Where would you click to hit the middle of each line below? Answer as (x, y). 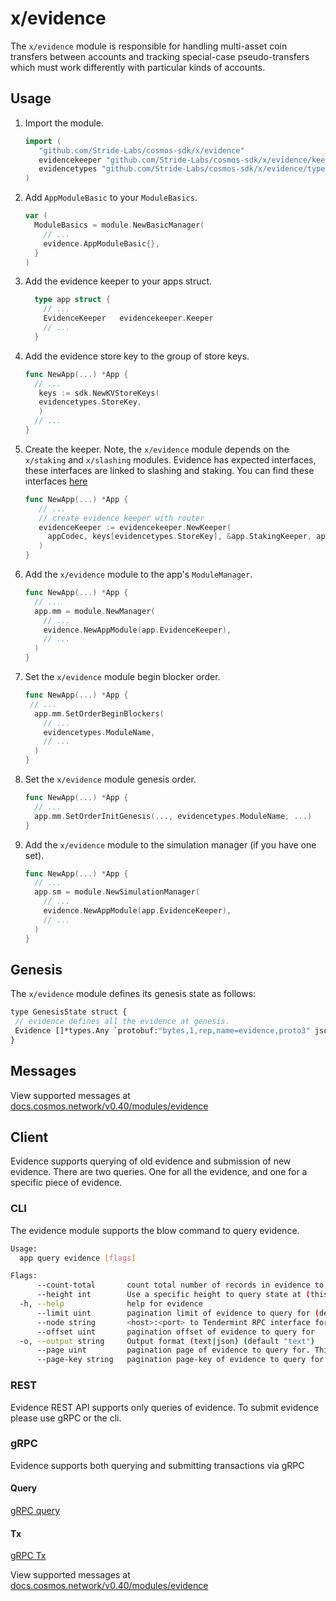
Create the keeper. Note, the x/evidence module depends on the (157, 449)
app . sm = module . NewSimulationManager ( (117, 892)
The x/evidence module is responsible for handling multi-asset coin (149, 46)
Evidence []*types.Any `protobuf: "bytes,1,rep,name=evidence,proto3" (162, 1031)
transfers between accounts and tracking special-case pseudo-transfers (160, 56)
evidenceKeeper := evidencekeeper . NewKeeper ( (135, 527)
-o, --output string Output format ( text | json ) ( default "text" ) (167, 1341)
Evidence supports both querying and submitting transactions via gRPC (157, 1465)
